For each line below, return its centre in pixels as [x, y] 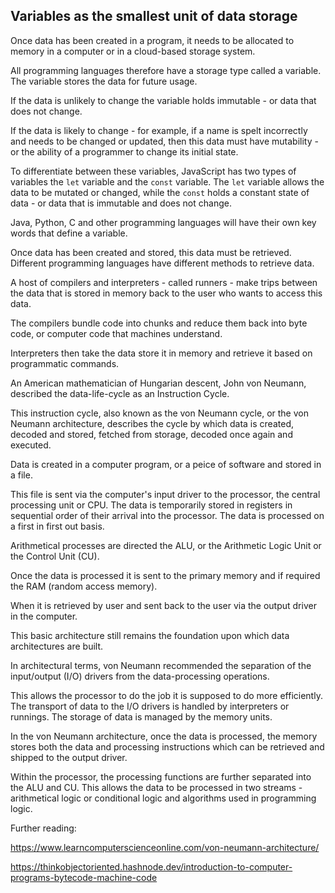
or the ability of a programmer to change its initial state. [124, 151]
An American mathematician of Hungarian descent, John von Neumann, [158, 383]
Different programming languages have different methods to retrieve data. [162, 263]
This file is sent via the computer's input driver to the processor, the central [165, 494]
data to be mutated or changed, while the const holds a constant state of [160, 192]
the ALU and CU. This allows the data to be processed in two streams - [156, 787]
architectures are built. [57, 646]
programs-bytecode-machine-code [84, 877]
